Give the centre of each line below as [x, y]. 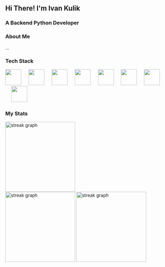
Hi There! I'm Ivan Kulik [43, 8]
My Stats [16, 113]
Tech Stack [20, 61]
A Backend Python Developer [42, 23]
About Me [18, 37]
